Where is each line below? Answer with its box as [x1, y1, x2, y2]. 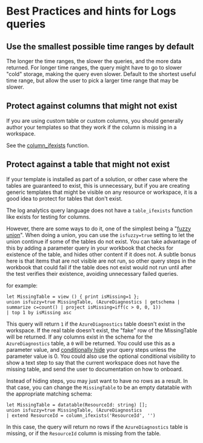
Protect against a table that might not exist [6, 159, 170, 170]
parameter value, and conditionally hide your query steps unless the [6, 346, 176, 353]
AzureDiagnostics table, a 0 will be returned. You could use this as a [6, 339, 175, 347]
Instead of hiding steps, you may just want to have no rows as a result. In [6, 377, 188, 384]
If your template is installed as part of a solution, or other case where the [6, 175, 188, 183]
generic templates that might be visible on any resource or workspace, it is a [6, 188, 198, 196]
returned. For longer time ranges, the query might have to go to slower [6, 64, 182, 71]
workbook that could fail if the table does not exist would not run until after [6, 263, 193, 271]
